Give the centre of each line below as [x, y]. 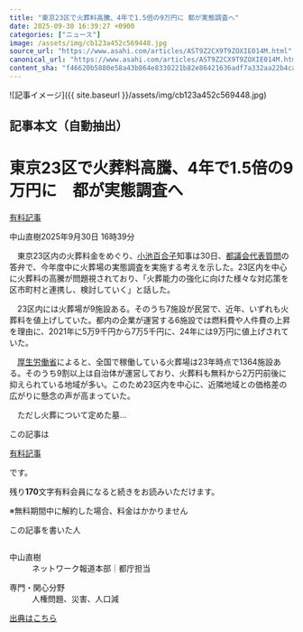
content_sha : [34, 69]
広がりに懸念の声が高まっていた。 [72, 396]
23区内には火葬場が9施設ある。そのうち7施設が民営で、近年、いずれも [149, 309]
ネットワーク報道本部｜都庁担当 [91, 569]
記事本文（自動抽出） [69, 126]
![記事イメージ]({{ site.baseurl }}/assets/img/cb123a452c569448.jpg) [138, 95]
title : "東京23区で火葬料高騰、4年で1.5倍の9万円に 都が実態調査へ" [124, 18]
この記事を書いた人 [45, 530]
